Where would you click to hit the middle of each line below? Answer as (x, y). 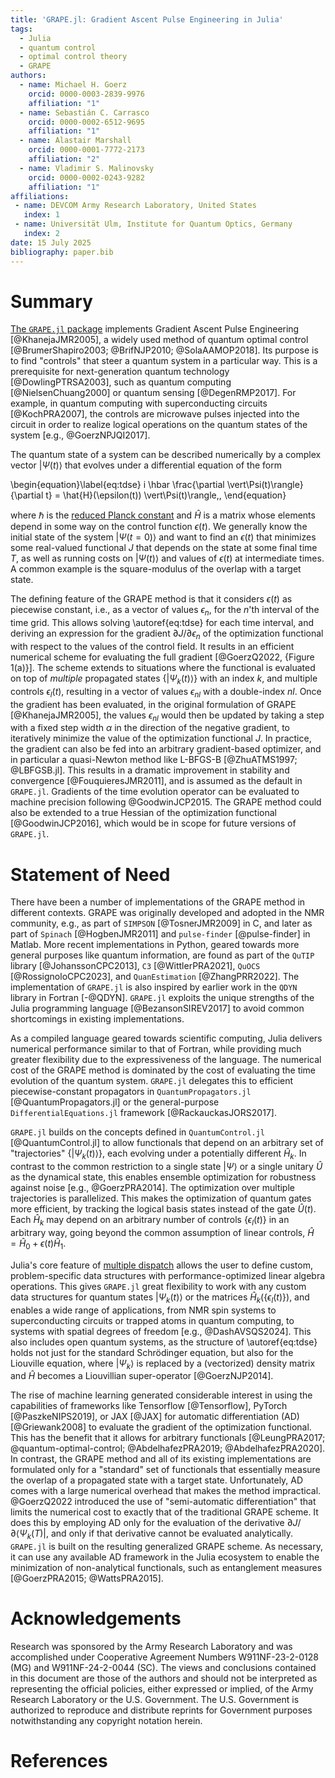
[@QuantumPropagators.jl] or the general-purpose (115, 1102)
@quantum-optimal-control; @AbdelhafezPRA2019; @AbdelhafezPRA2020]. (168, 1448)
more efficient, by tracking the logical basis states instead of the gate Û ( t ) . (163, 1209)
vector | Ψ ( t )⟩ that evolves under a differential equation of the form (146, 465)
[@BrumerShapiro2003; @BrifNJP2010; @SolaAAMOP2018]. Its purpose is (164, 350)
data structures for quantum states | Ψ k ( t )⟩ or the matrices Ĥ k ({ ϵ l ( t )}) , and (160, 1298)
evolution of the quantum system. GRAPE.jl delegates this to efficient (152, 1081)
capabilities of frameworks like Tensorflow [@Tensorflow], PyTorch (149, 1406)
